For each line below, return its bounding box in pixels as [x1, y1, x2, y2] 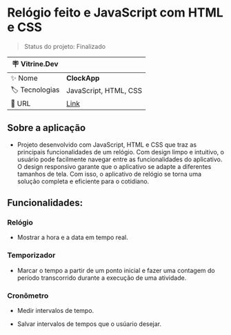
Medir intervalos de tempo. [17, 307, 94, 315]
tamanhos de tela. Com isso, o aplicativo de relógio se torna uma [17, 170, 202, 178]
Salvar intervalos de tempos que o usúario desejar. [17, 320, 162, 328]
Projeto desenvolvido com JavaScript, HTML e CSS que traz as [17, 140, 197, 149]
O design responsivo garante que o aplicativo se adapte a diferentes [17, 162, 212, 170]
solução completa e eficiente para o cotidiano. [17, 177, 150, 185]
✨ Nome [10, 73, 38, 83]
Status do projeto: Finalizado [23, 42, 106, 50]
